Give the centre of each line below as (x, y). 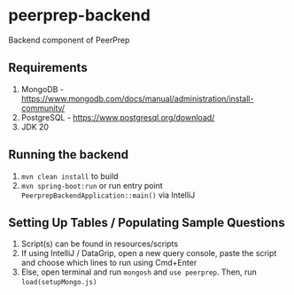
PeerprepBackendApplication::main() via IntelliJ (108, 195)
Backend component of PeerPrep (69, 40)
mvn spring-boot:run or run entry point (92, 185)
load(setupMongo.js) (59, 283)
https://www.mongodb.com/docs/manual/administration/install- (137, 98)
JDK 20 (35, 127)
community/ (43, 108)
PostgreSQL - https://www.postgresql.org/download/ (118, 117)
